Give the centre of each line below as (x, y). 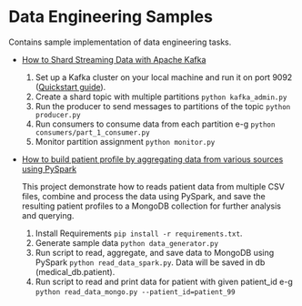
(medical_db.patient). (75, 271)
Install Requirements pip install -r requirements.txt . (139, 233)
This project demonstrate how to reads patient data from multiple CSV (153, 186)
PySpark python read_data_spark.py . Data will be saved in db (150, 262)
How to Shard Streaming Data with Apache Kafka (114, 59)
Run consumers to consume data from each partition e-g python (155, 124)
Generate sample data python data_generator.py (127, 242)
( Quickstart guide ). (70, 87)
